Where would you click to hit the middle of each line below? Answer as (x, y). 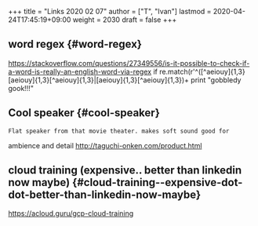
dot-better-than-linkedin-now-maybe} (105, 195)
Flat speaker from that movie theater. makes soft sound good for (119, 131)
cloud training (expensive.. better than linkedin (125, 171)
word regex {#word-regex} (75, 44)
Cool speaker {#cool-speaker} (84, 113)
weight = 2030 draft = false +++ (125, 20)
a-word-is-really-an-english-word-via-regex (80, 71)
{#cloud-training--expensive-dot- (157, 182)
